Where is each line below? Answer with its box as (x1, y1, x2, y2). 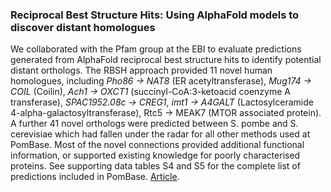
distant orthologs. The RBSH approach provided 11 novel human (10, 64, 273, 77)
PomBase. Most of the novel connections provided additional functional (10, 139, 305, 151)
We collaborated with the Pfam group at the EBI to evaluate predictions (10, 43, 302, 55)
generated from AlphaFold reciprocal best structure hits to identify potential (10, 54, 322, 66)
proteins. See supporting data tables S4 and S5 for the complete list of (10, 160, 301, 172)
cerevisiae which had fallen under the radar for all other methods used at (10, 128, 311, 140)
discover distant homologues (10, 20, 156, 34)
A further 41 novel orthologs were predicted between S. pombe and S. (10, 118, 299, 130)
